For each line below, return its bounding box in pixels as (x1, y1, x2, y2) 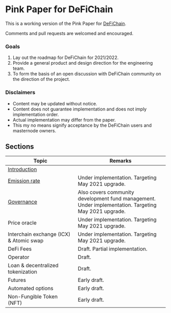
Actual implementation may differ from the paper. (12, 117, 116, 123)
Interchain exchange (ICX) (8, 231, 71, 238)
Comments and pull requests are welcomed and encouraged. (5, 30, 134, 36)
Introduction (8, 166, 37, 173)
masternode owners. (12, 127, 56, 133)
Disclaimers (5, 89, 36, 96)
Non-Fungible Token (8, 293, 58, 300)
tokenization (8, 268, 37, 275)
